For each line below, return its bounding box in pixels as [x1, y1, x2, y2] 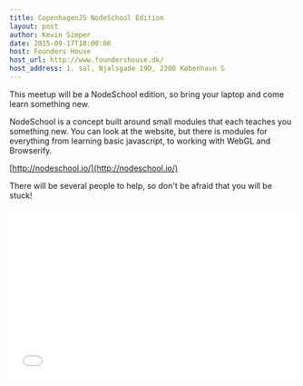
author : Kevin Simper [9, 30, 92, 39]
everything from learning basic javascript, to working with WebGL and [9, 135, 271, 146]
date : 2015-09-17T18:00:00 [9, 38, 112, 48]
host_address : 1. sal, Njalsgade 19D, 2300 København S [9, 64, 225, 74]
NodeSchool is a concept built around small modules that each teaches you [9, 115, 292, 127]
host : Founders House [9, 47, 92, 56]
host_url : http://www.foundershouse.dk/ [9, 55, 165, 64]
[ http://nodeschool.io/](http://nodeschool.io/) [9, 163, 179, 173]
